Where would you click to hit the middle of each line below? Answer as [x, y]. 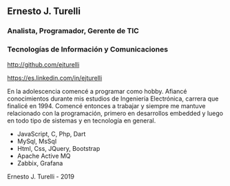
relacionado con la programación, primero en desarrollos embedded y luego [115, 113]
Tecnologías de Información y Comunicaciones [88, 50]
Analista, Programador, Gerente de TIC [73, 31]
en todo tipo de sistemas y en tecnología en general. [82, 121]
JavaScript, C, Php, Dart [51, 134]
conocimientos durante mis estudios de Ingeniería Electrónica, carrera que [113, 99]
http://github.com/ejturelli [43, 64]
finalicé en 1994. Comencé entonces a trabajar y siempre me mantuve [106, 105]
